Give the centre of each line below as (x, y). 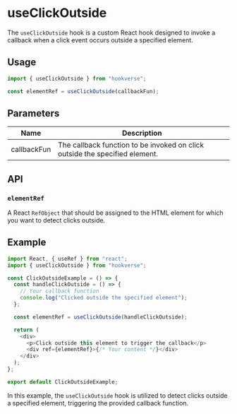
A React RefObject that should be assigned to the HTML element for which (115, 213)
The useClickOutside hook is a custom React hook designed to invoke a (111, 32)
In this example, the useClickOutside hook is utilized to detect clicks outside (117, 395)
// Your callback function (60, 291)
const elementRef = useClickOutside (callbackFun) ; (83, 91)
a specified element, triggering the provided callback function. (98, 403)
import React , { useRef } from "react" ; (68, 259)
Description (142, 134)
